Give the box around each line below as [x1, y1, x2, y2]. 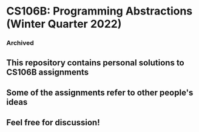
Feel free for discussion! [6, 117, 100, 128]
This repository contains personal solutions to [6, 58, 184, 68]
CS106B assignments [6, 67, 89, 77]
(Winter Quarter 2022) [6, 17, 122, 31]
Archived [6, 39, 35, 47]
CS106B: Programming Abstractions [6, 4, 193, 18]
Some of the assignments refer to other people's [6, 87, 194, 97]
